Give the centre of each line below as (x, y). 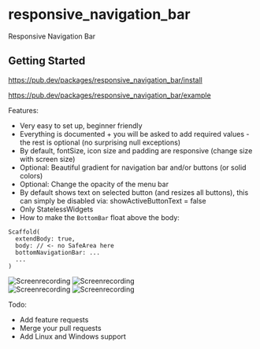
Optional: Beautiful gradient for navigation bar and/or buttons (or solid (133, 167)
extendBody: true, (46, 239)
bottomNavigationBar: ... (58, 252)
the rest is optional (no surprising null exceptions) (100, 142)
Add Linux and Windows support (72, 336)
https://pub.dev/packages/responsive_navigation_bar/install (105, 79)
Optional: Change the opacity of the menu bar (94, 184)
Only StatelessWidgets (56, 209)
